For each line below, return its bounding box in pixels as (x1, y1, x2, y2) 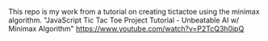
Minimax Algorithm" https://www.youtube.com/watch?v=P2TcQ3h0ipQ (8, 24, 245, 33)
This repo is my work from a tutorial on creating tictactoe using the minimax (8, 7, 260, 16)
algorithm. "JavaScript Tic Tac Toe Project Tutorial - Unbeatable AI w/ (8, 15, 240, 25)
